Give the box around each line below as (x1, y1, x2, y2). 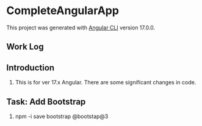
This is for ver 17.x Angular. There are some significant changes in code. (15, 79, 197, 86)
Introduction (6, 62, 55, 73)
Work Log (6, 42, 44, 52)
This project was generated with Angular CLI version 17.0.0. (6, 24, 156, 31)
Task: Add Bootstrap (6, 96, 86, 107)
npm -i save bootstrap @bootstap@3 (15, 113, 109, 120)
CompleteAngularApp (6, 4, 119, 18)
